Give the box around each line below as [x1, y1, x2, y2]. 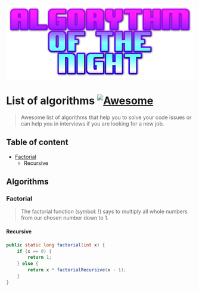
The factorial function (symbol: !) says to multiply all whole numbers [20, 208, 188, 215]
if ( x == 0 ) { [17, 248, 52, 254]
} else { [17, 261, 39, 267]
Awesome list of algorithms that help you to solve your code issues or [20, 114, 192, 121]
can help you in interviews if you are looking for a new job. [20, 120, 164, 127]
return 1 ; [27, 255, 52, 261]
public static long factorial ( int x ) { [6, 242, 105, 248]
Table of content [6, 137, 69, 148]
